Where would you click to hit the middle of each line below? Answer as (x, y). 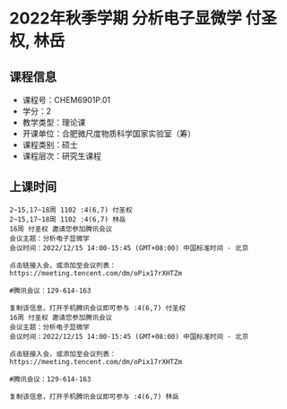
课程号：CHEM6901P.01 (66, 100)
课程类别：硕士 (50, 145)
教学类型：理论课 (54, 122)
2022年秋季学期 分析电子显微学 (126, 18)
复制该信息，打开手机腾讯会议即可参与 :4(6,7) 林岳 (94, 396)
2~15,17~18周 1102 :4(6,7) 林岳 (68, 219)
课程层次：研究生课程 (61, 156)
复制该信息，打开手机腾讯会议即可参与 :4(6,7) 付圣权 (98, 308)
